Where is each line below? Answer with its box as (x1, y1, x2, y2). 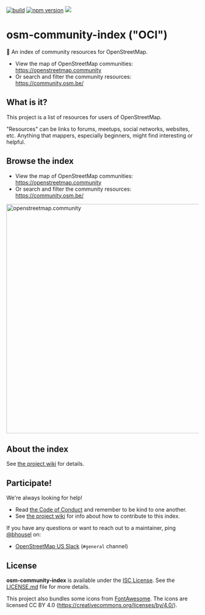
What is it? (6, 97, 48, 108)
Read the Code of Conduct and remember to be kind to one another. (15, 506, 187, 514)
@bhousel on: (6, 531, 41, 538)
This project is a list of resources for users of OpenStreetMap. (6, 113, 162, 120)
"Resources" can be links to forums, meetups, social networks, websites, (6, 125, 190, 133)
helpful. (6, 138, 26, 145)
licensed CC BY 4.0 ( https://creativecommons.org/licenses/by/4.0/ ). (6, 602, 178, 608)
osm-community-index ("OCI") (6, 28, 168, 42)
